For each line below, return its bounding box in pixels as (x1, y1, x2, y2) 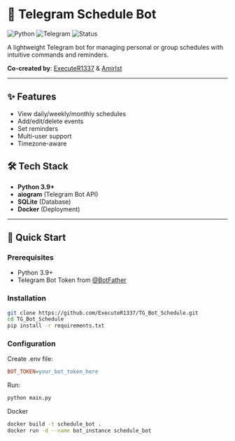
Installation (7, 293, 47, 303)
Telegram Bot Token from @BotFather (17, 276, 127, 284)
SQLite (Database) (17, 197, 71, 206)
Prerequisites (7, 252, 54, 262)
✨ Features (7, 91, 57, 103)
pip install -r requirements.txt (7, 322, 105, 330)
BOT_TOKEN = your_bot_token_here (7, 368, 99, 375)
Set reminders (17, 124, 58, 132)
